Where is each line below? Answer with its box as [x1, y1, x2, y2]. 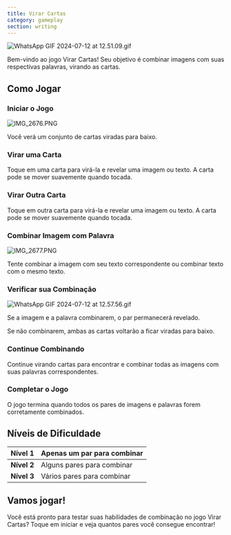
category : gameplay [7, 17, 63, 24]
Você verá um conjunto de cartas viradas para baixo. [7, 133, 157, 141]
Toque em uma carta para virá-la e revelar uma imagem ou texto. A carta [7, 165, 214, 174]
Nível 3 [10, 471, 34, 481]
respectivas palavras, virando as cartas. [7, 63, 121, 71]
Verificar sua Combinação [7, 284, 97, 294]
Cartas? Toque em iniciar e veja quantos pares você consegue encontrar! [7, 520, 216, 529]
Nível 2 [10, 460, 34, 469]
